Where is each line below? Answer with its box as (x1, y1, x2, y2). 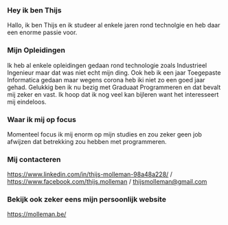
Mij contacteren (7, 154, 61, 164)
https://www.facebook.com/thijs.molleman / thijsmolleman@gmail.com (7, 178, 207, 186)
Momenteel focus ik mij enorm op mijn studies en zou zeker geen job (7, 130, 203, 139)
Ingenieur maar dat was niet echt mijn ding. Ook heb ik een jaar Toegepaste (7, 68, 221, 77)
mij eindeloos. (7, 97, 47, 106)
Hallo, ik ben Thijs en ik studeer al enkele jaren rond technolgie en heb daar (7, 21, 220, 29)
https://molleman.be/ (7, 210, 67, 218)
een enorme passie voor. (7, 28, 78, 36)
